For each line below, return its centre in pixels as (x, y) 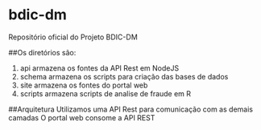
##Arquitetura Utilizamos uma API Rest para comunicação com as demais (131, 109)
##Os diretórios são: (42, 52)
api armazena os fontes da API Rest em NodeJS (99, 68)
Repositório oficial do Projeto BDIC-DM (73, 37)
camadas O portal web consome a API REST (82, 117)
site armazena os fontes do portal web (84, 85)
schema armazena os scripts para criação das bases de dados (124, 76)
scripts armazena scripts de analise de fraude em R (106, 93)
